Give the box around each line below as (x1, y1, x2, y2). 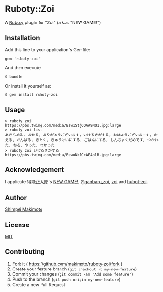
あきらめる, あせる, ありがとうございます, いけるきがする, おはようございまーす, (5, 132, 152, 137)
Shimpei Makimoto (5, 206, 43, 212)
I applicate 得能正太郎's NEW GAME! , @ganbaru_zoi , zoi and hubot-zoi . (5, 179, 148, 185)
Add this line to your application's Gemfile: (5, 46, 90, 52)
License (5, 221, 30, 229)
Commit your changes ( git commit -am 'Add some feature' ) (12, 271, 133, 277)
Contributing (5, 248, 45, 256)
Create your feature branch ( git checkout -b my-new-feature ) (12, 266, 137, 272)
